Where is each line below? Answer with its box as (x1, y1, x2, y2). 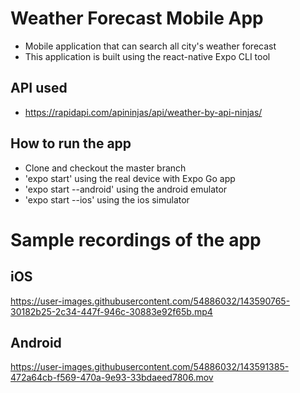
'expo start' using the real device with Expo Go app (24, 172, 236, 184)
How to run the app (10, 135, 132, 152)
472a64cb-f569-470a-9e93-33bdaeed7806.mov (10, 372, 214, 384)
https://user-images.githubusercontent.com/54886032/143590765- (10, 295, 291, 307)
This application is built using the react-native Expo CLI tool (24, 50, 271, 62)
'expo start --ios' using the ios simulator (24, 193, 190, 206)
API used (10, 80, 68, 97)
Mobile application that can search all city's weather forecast (24, 40, 277, 52)
